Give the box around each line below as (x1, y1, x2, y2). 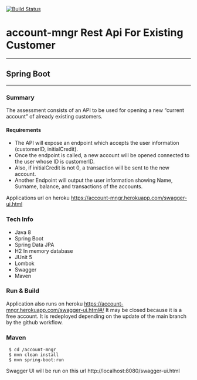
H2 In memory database (14, 247, 73, 255)
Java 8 (14, 229, 31, 236)
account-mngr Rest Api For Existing (6, 26, 184, 39)
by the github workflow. (6, 318, 63, 325)
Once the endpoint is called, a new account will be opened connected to (14, 152, 190, 159)
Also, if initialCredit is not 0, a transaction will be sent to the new (14, 164, 170, 171)
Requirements (6, 126, 42, 133)
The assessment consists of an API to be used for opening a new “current (6, 107, 185, 114)
